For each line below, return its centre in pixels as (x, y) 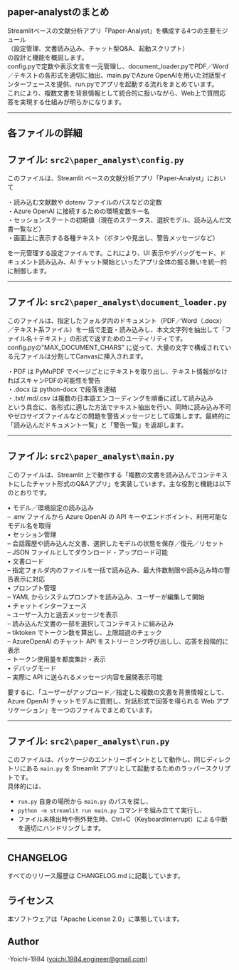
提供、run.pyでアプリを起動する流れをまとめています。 (137, 84)
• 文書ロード (26, 561)
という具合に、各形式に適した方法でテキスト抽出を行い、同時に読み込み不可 (119, 407)
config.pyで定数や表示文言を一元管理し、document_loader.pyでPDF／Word (118, 66)
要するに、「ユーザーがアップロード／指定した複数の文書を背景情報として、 (118, 692)
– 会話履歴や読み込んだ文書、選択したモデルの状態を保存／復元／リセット (116, 543)
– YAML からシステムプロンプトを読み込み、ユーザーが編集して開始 (106, 597)
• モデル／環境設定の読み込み (51, 507)
